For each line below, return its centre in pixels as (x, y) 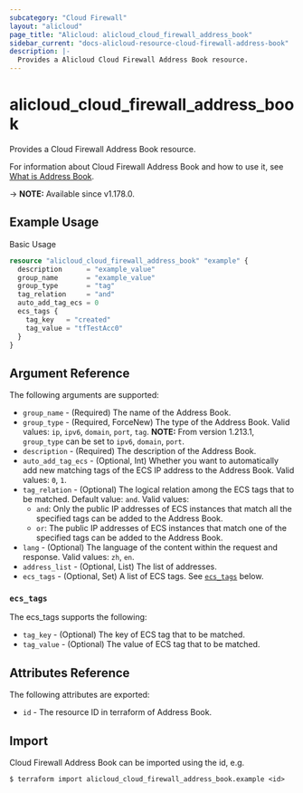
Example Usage (54, 222)
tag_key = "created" (68, 319)
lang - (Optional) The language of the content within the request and (150, 547)
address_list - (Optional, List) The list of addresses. (119, 566)
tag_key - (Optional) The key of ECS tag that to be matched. (134, 634)
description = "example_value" (86, 269)
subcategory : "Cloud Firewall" (68, 18)
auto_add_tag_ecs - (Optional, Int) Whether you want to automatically (150, 461)
